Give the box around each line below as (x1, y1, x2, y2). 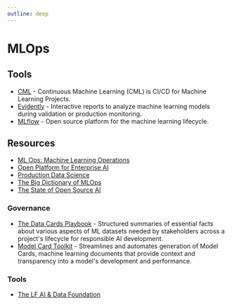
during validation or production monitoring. (17, 110, 142, 118)
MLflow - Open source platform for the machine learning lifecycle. (17, 117, 210, 125)
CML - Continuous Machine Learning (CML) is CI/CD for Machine (17, 87, 207, 96)
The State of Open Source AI (17, 186, 101, 194)
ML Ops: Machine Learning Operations (17, 156, 130, 164)
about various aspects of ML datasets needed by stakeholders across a (17, 226, 225, 235)
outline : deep (7, 10, 49, 18)
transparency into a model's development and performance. (17, 257, 192, 265)
